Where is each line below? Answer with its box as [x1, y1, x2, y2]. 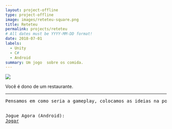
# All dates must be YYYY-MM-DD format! [5, 31, 93, 36]
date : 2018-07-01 [5, 36, 42, 41]
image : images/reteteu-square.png [5, 17, 79, 22]
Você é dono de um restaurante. [5, 83, 73, 90]
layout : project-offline [5, 7, 58, 13]
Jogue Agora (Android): [5, 113, 65, 119]
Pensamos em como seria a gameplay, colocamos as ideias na [5, 98, 160, 104]
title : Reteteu [5, 21, 38, 27]
